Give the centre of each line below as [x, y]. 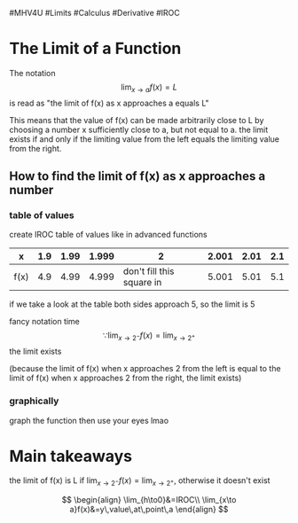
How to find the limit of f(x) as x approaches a [137, 176]
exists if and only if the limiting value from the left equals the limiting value [145, 139]
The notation [32, 73]
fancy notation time [44, 322]
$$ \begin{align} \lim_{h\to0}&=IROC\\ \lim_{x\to [149, 500]
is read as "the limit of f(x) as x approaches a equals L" [110, 103]
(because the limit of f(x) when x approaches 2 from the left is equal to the [145, 369]
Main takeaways [71, 456]
